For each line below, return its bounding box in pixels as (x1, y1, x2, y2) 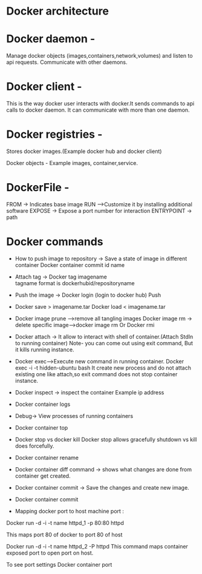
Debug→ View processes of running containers (15, 412, 134, 419)
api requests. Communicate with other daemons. (6, 59, 128, 66)
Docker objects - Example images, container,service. (6, 160, 138, 166)
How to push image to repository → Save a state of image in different (15, 255, 187, 262)
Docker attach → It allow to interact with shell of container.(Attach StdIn (15, 333, 194, 340)
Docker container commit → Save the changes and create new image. (15, 484, 189, 491)
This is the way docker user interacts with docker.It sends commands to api (6, 100, 195, 107)
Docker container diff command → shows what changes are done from (15, 465, 192, 473)
